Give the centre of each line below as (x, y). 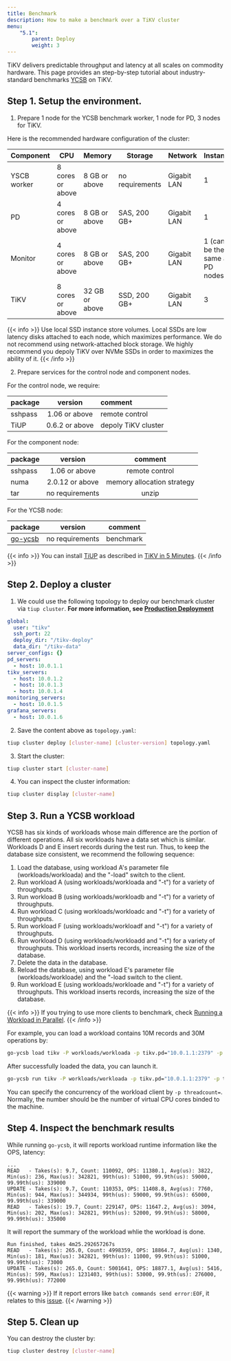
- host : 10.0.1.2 (38, 678)
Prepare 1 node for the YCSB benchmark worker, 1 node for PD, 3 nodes (119, 118)
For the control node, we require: (54, 385)
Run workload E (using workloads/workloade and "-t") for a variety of (115, 985)
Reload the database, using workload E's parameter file (95, 970)
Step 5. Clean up (43, 1322)
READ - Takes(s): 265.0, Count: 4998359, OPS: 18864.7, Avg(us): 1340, (115, 1250)
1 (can (214, 241)
